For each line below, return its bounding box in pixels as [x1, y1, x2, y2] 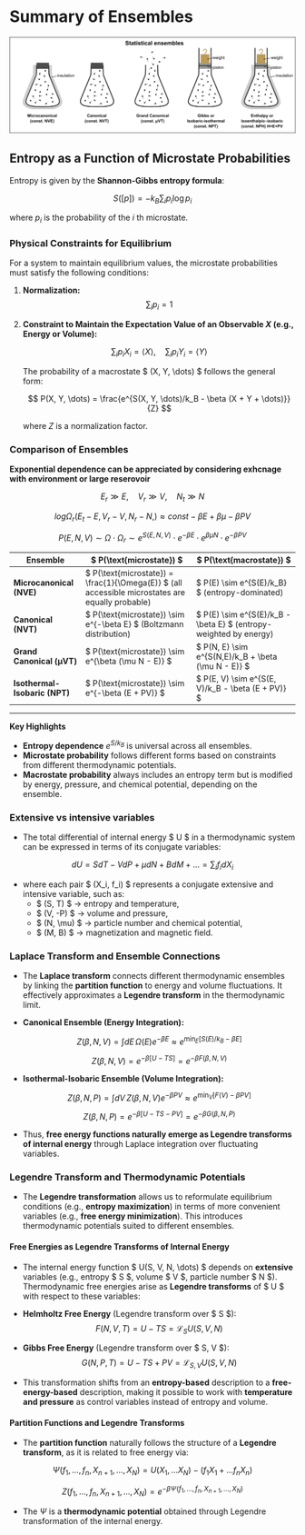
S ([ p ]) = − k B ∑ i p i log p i [113, 193, 192, 205]
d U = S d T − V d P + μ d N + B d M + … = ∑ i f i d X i [71, 859, 234, 872]
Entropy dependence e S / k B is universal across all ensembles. [22, 739, 252, 752]
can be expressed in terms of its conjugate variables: [22, 842, 221, 852]
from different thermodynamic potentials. [22, 760, 177, 771]
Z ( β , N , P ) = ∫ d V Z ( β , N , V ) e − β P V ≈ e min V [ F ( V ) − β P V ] [66, 1091, 251, 1103]
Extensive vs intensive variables [9, 811, 155, 823]
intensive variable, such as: [22, 889, 125, 900]
